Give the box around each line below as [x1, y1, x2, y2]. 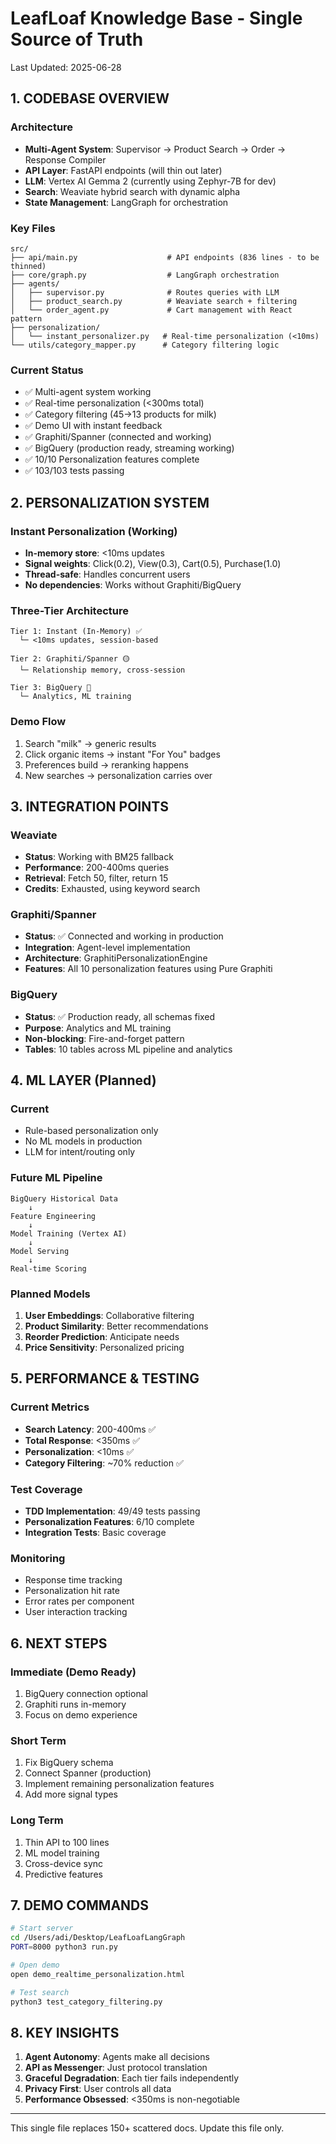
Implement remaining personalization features [24, 1778, 215, 1790]
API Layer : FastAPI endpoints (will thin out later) [24, 164, 223, 176]
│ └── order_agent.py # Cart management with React [10, 305, 293, 315]
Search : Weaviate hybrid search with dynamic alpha [24, 185, 241, 197]
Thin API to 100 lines [24, 1836, 110, 1848]
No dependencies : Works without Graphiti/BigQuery [24, 578, 242, 591]
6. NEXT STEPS [10, 1635, 108, 1652]
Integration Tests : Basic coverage [24, 1527, 167, 1539]
